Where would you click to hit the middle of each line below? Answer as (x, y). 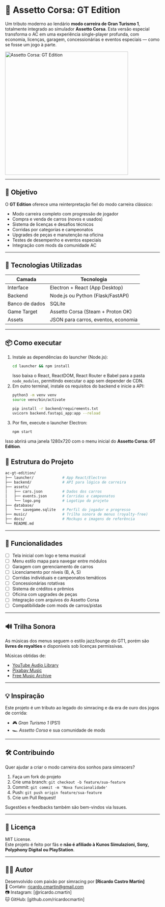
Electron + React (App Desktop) (87, 287)
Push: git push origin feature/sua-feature (57, 792)
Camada (27, 279)
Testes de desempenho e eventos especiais (57, 240)
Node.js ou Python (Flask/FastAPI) (89, 295)
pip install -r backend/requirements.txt (55, 409)
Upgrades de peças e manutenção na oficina (58, 235)
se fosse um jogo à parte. (31, 44)
